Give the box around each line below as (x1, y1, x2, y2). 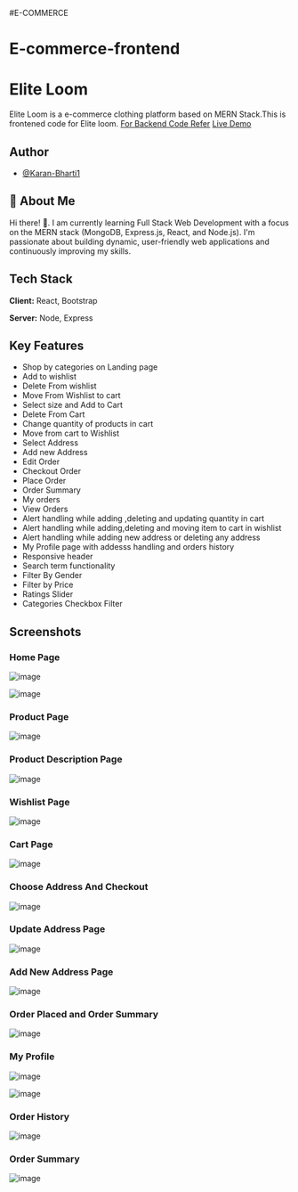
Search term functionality (21, 560, 116, 571)
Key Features (9, 338, 85, 353)
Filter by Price (21, 579, 74, 591)
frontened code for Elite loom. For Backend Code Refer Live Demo (9, 118, 252, 129)
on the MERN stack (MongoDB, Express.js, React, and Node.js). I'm (9, 226, 255, 237)
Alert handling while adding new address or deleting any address (21, 532, 261, 543)
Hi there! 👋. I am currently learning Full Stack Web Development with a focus (9, 217, 289, 228)
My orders (21, 494, 60, 505)
